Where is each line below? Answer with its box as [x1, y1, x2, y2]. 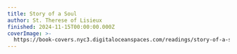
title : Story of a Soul [7, 10, 78, 18]
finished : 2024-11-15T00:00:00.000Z [7, 23, 115, 30]
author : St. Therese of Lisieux [7, 17, 102, 24]
